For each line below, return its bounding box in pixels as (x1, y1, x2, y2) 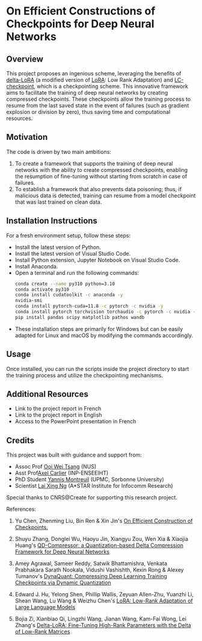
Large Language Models (14, 604, 76, 611)
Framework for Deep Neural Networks (14, 548, 110, 555)
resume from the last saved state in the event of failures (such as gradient (6, 102, 189, 109)
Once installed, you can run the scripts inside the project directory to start (6, 365, 189, 372)
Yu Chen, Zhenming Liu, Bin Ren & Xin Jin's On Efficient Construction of (14, 517, 194, 525)
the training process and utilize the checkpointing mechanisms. (6, 371, 164, 379)
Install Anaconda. (14, 262, 58, 270)
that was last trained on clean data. (14, 198, 102, 206)
